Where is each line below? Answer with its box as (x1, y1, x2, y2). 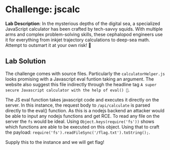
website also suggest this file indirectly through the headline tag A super (5, 81, 157, 87)
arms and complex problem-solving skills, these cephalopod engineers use (5, 31, 163, 37)
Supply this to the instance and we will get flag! (5, 139, 104, 145)
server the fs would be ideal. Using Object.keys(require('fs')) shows (5, 118, 154, 124)
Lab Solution (5, 57, 46, 66)
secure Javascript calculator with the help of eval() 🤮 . (5, 87, 130, 93)
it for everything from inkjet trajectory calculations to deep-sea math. (5, 37, 150, 43)
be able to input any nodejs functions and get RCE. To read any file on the (5, 113, 160, 119)
